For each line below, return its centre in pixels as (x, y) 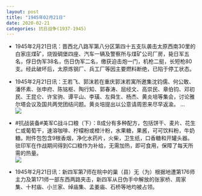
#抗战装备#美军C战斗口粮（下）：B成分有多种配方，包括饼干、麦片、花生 (105, 123)
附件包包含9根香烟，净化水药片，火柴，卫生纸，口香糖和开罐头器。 (109, 138)
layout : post (23, 12)
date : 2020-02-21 (28, 23)
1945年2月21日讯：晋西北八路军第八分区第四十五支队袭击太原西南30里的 (105, 46)
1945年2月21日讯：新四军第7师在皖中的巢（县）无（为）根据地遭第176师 (105, 172)
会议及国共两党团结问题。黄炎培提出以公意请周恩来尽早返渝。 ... (105, 104)
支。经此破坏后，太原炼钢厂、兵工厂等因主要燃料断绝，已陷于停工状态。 (105, 69)
